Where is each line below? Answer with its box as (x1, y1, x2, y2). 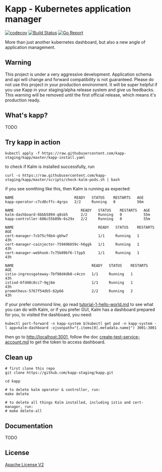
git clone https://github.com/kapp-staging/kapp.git (5, 371, 114, 375)
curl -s (5, 173, 21, 178)
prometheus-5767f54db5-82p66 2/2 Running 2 (5, 289, 133, 294)
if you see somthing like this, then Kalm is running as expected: (5, 186, 131, 192)
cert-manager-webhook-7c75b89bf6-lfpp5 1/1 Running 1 (5, 251, 139, 255)
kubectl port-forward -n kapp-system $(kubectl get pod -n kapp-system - (5, 321, 157, 326)
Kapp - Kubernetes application (5, 3, 131, 15)
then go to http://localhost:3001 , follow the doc (5, 334, 99, 340)
